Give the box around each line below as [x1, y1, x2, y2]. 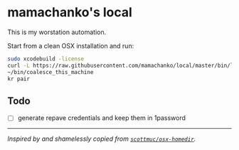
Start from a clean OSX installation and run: [7, 41, 134, 50]
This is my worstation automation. [7, 28, 107, 36]
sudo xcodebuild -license [7, 55, 84, 63]
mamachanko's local [7, 4, 133, 21]
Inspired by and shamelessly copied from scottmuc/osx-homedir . [7, 134, 196, 143]
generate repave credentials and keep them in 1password [17, 114, 186, 122]
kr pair [7, 75, 31, 82]
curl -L [7, 62, 31, 69]
